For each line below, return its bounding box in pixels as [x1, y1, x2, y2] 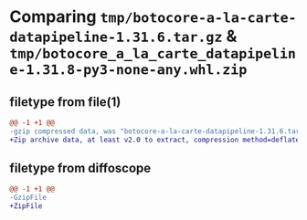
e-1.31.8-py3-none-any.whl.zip [9, 61, 248, 79]
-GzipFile [9, 194, 48, 203]
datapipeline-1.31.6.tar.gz [9, 29, 223, 47]
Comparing [9, 6, 97, 27]
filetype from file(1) [9, 94, 122, 110]
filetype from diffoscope [9, 161, 152, 176]
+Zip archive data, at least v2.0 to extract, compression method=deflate [9, 135, 301, 144]
